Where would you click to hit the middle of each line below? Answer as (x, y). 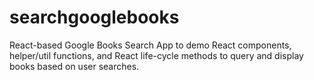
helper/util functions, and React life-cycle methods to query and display (156, 55)
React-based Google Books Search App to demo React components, (150, 45)
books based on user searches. (74, 66)
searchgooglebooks (94, 17)
